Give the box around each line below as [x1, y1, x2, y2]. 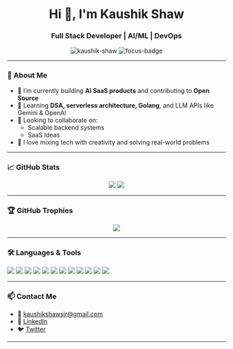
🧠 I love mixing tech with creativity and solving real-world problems [17, 138, 210, 146]
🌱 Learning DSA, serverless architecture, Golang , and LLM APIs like [17, 101, 214, 110]
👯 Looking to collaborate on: [17, 116, 98, 124]
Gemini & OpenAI [17, 108, 67, 117]
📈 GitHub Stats [7, 162, 60, 172]
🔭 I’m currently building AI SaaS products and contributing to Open [17, 86, 210, 94]
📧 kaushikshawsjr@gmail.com [17, 309, 103, 318]
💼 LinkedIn [17, 317, 48, 325]
